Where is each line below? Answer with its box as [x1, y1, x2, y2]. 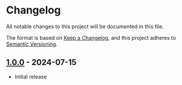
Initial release [14, 73, 47, 80]
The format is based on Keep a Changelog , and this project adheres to [6, 34, 176, 41]
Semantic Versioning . [6, 40, 58, 47]
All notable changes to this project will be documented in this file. [6, 23, 164, 30]
